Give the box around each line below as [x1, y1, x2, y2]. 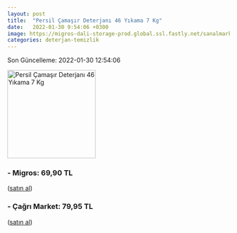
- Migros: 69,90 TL [7, 168, 73, 178]
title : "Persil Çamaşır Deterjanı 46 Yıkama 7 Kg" [7, 17, 162, 24]
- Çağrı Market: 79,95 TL [7, 202, 93, 212]
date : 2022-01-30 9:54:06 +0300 [7, 23, 109, 30]
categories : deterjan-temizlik [7, 37, 99, 44]
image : [7, 30, 27, 37]
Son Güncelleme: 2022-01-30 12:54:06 [7, 56, 121, 64]
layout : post [7, 10, 46, 18]
